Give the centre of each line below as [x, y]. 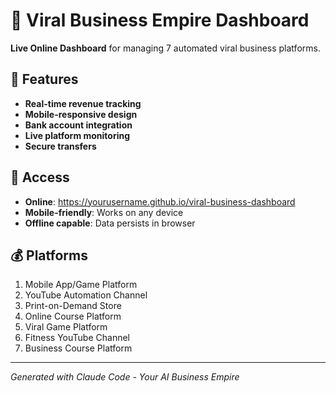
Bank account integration [78, 125]
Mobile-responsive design [81, 114]
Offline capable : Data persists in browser [110, 223]
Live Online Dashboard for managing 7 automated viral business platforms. [165, 48]
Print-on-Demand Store [73, 306]
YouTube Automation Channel [86, 295]
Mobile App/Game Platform [81, 285]
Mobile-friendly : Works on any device [104, 212]
